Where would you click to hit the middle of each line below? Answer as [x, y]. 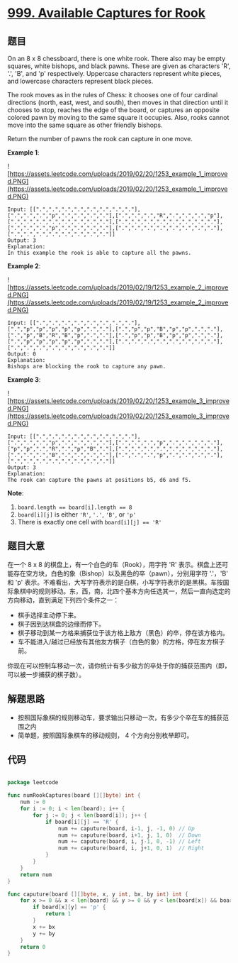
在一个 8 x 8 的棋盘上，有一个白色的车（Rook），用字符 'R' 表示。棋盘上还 [115, 564]
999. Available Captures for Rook [107, 13]
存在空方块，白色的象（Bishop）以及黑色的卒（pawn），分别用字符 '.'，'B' [121, 573]
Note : [16, 493]
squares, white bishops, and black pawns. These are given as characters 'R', [119, 66]
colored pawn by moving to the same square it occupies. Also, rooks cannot [118, 117]
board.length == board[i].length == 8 [75, 507]
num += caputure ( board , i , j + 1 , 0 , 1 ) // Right [131, 848]
